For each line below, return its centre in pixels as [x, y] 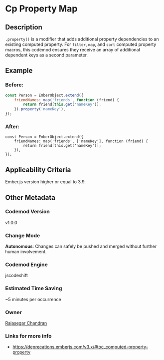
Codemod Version [27, 212]
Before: [14, 85]
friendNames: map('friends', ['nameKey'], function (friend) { [81, 141]
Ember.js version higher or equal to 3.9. [46, 182]
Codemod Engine [27, 265]
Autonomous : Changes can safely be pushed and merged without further [81, 246]
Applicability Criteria [38, 170]
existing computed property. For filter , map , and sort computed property [81, 44]
